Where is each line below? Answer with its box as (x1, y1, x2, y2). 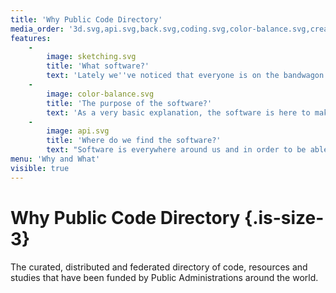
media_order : (10, 24, 65, 34)
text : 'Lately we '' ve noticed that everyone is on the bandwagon (46, 71, 325, 81)
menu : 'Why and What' (10, 154, 101, 164)
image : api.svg (46, 126, 110, 136)
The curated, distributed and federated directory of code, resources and (10, 261, 308, 273)
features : (10, 33, 52, 43)
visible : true (10, 163, 70, 173)
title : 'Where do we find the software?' (46, 136, 222, 146)
